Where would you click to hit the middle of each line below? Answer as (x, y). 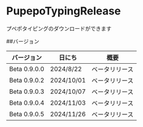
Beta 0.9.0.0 (27, 69)
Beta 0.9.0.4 (27, 102)
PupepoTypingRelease (64, 11)
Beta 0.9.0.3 (27, 91)
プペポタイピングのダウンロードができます (59, 28)
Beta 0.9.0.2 (27, 80)
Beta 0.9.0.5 (27, 114)
